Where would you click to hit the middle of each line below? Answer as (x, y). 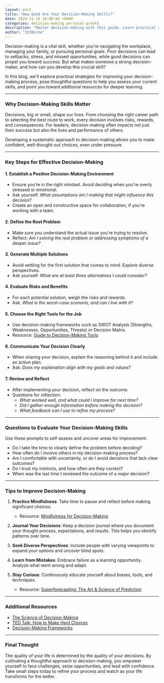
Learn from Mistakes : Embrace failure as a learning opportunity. (77, 560)
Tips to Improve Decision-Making (45, 491)
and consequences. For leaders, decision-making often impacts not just (77, 125)
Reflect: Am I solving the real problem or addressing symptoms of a (80, 238)
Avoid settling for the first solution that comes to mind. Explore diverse (83, 265)
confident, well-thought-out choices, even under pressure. (64, 145)
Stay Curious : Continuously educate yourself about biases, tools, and (82, 575)
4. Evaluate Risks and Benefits (36, 287)
